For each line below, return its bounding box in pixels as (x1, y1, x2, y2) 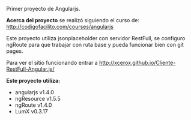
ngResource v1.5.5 (14, 95, 61, 102)
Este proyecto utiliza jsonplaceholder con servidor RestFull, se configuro (6, 35, 186, 41)
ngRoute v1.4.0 (14, 101, 52, 109)
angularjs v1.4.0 (14, 89, 54, 95)
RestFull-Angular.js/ (6, 65, 55, 73)
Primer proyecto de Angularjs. (6, 5, 80, 12)
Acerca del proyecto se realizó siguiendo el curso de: (6, 17, 140, 23)
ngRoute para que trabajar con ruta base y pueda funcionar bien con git (6, 41, 184, 48)
